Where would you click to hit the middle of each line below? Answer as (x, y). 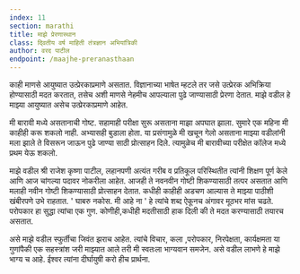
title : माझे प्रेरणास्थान (43, 34)
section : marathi (42, 26)
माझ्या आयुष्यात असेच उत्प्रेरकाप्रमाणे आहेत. (69, 105)
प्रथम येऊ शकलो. (34, 153)
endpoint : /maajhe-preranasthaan (72, 59)
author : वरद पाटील (40, 51)
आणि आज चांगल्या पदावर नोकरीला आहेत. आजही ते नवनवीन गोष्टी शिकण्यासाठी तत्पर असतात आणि (149, 181)
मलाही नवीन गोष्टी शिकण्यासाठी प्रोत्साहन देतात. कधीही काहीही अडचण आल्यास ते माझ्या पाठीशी (141, 191)
